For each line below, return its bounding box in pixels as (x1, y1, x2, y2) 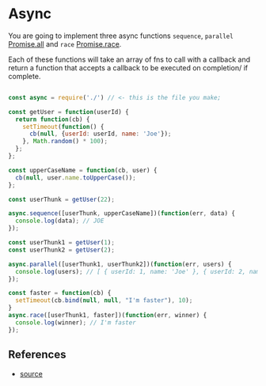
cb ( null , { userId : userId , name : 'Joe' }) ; (28, 130, 172, 138)
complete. (8, 71, 41, 81)
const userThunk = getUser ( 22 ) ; (8, 195, 115, 203)
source (19, 369, 44, 378)
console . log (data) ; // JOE (15, 217, 104, 225)
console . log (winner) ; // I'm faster (15, 318, 136, 327)
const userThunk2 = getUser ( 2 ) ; (8, 246, 115, 254)
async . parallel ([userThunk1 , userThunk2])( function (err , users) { (8, 260, 232, 268)
